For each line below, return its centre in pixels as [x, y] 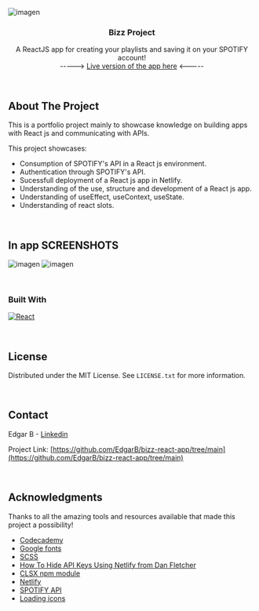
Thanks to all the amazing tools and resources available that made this [122, 516]
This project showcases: [48, 148]
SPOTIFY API [40, 590]
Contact [28, 415]
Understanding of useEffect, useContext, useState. [102, 197]
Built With [27, 300]
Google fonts [40, 548]
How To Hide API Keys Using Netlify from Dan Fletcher [108, 565]
